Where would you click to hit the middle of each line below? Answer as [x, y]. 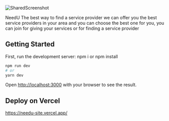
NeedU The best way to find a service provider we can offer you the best [81, 17]
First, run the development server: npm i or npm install [62, 56]
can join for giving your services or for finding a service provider [72, 28]
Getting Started [30, 44]
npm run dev [18, 66]
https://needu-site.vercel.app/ [36, 113]
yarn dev [14, 75]
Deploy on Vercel [33, 100]
